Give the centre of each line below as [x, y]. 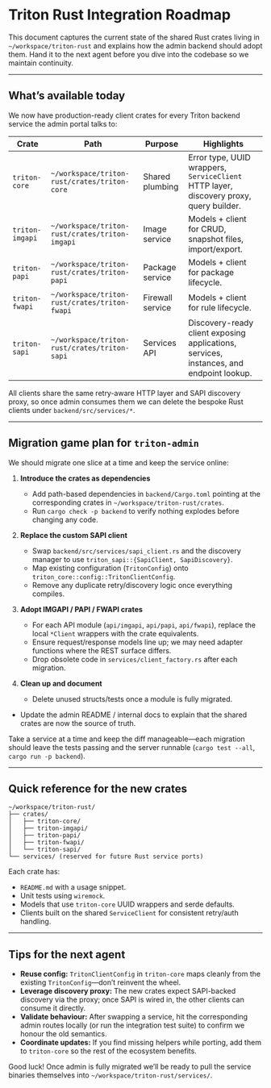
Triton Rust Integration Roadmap [120, 15]
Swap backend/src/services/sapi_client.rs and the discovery [137, 551]
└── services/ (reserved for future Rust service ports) [106, 857]
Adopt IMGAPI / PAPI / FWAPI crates [81, 609]
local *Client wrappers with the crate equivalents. [115, 633]
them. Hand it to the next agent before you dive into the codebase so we [129, 54]
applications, [213, 343]
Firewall [158, 298]
